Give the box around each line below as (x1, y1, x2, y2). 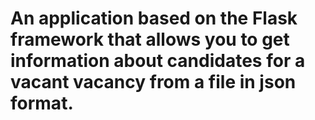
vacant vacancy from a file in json (10, 71, 297, 94)
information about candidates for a (10, 50, 306, 72)
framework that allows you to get (10, 28, 290, 51)
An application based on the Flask (10, 7, 298, 30)
